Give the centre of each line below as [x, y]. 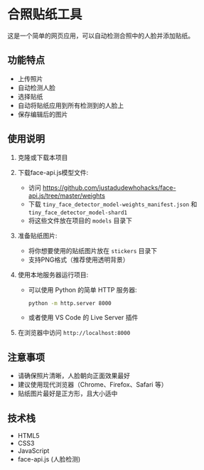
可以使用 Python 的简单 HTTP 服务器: [82, 289]
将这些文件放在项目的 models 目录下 [80, 220]
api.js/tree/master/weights [66, 196]
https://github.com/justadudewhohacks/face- [109, 187]
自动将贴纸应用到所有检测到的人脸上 [71, 105]
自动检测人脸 [36, 87]
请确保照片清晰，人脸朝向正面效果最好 [74, 376]
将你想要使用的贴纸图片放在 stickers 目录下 [93, 250]
